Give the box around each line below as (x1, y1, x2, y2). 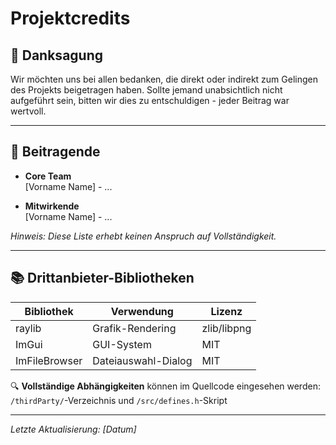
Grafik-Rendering (92, 321, 177, 335)
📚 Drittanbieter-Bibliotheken (10, 270, 195, 287)
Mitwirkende (24, 200, 80, 212)
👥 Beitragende (10, 143, 101, 161)
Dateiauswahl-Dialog (92, 353, 193, 367)
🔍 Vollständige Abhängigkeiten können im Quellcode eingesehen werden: (10, 380, 321, 392)
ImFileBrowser (15, 353, 83, 367)
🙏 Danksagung (10, 47, 104, 64)
